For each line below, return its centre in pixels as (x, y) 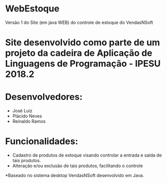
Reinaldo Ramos (29, 121)
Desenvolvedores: (44, 97)
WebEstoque (32, 9)
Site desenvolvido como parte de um (83, 43)
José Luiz (22, 111)
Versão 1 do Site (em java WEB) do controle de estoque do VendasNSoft (79, 22)
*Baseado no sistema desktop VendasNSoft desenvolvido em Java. (75, 175)
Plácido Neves (27, 116)
